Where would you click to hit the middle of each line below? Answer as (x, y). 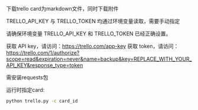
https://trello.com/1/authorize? (43, 53)
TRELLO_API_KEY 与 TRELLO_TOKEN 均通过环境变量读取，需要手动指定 (93, 21)
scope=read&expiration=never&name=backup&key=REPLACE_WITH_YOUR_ (99, 59)
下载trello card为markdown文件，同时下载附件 (62, 9)
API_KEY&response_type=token (45, 65)
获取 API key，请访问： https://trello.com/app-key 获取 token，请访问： (92, 46)
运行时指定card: (25, 90)
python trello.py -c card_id (42, 101)
